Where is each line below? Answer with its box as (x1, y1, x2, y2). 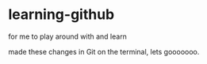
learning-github (8, 6, 115, 24)
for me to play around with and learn (8, 32, 127, 41)
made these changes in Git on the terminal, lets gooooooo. (8, 47, 200, 56)
